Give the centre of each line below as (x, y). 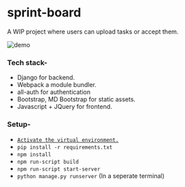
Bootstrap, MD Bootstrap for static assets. (76, 99)
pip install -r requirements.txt (65, 147)
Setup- (19, 125)
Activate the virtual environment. (68, 140)
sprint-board (44, 13)
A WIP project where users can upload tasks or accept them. (93, 32)
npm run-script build (48, 162)
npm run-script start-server (59, 169)
